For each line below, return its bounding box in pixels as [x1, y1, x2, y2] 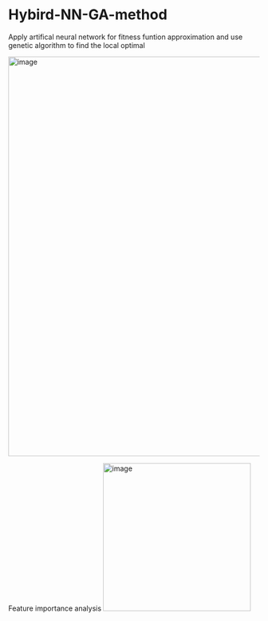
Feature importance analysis [8, 603, 102, 613]
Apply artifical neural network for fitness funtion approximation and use [8, 32, 243, 42]
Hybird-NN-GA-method [8, 6, 167, 24]
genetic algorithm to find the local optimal [8, 40, 145, 50]
